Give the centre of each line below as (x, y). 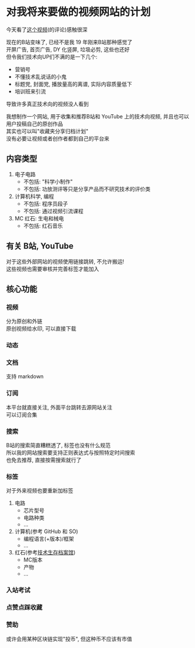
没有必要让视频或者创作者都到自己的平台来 (58, 138)
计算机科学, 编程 (34, 196)
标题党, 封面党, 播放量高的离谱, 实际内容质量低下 (73, 84)
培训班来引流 (30, 91)
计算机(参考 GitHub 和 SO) (46, 531)
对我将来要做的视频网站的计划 (79, 12)
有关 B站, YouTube (40, 246)
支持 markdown (25, 376)
